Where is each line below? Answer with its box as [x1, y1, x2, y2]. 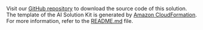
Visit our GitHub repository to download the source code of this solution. [6, 5, 187, 12]
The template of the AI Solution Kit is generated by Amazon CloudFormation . [6, 11, 198, 18]
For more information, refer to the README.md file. [6, 18, 133, 24]
